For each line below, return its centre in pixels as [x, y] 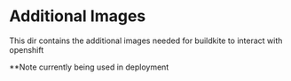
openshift [27, 49]
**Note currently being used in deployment [89, 67]
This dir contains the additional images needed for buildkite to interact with [146, 40]
